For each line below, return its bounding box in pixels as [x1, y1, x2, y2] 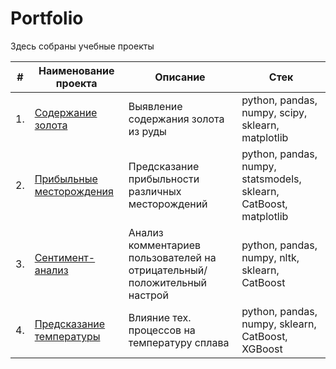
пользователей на [128, 250, 217, 264]
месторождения [34, 184, 114, 198]
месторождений [128, 197, 208, 211]
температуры [34, 329, 101, 343]
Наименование [38, 63, 115, 77]
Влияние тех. [128, 310, 192, 324]
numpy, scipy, [241, 105, 308, 119]
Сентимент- [34, 250, 96, 264]
